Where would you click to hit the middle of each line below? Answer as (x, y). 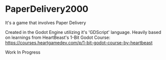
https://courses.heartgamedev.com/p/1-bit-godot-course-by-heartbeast (79, 42)
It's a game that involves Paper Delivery (46, 23)
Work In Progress (23, 52)
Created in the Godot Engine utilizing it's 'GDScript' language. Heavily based (83, 32)
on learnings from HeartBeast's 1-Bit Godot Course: (58, 37)
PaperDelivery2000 (47, 9)
